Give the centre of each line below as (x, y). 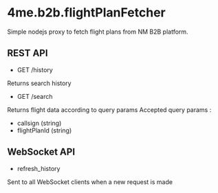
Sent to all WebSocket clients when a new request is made (90, 182)
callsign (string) (39, 123)
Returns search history (39, 83)
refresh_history (39, 168)
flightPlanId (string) (44, 130)
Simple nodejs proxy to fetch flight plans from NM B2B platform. (98, 32)
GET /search (35, 96)
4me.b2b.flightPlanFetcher (87, 13)
